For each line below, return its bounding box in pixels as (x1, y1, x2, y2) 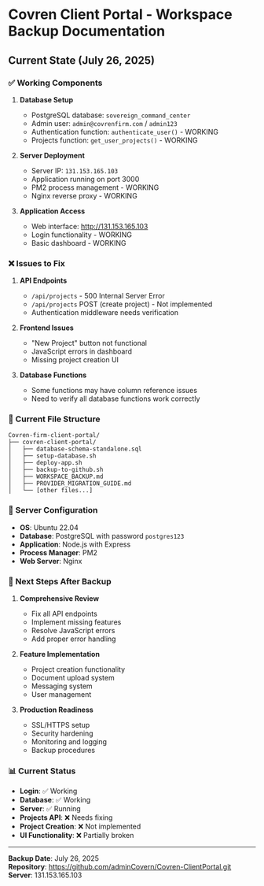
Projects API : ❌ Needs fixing (19, 813, 113, 822)
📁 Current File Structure (8, 413, 101, 424)
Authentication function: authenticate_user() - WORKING (31, 127, 218, 136)
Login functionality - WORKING (31, 230, 132, 239)
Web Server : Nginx (19, 556, 82, 565)
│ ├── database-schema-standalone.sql (8, 445, 143, 454)
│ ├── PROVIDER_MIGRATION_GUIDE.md (8, 480, 132, 487)
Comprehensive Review (19, 594, 100, 603)
